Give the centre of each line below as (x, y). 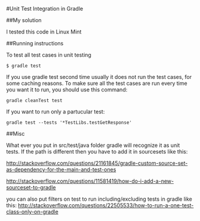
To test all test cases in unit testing (49, 55)
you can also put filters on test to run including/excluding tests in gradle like (99, 199)
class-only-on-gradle (32, 212)
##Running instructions (35, 43)
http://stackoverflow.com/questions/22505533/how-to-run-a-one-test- (106, 205)
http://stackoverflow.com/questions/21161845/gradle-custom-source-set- (97, 163)
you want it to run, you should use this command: (67, 90)
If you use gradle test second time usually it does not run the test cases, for (99, 77)
